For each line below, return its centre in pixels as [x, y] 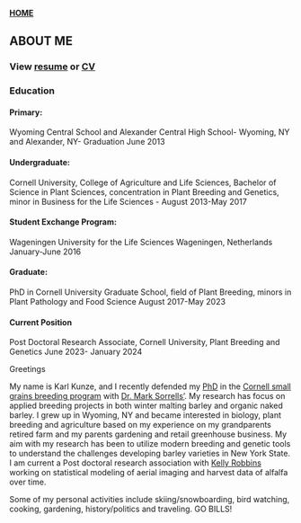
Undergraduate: [40, 163]
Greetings [28, 369]
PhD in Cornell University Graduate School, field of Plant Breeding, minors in [150, 292]
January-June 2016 [45, 252]
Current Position [41, 322]
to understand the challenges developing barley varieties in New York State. [150, 454]
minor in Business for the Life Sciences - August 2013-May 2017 [128, 201]
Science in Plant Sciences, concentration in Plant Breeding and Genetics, [145, 191]
